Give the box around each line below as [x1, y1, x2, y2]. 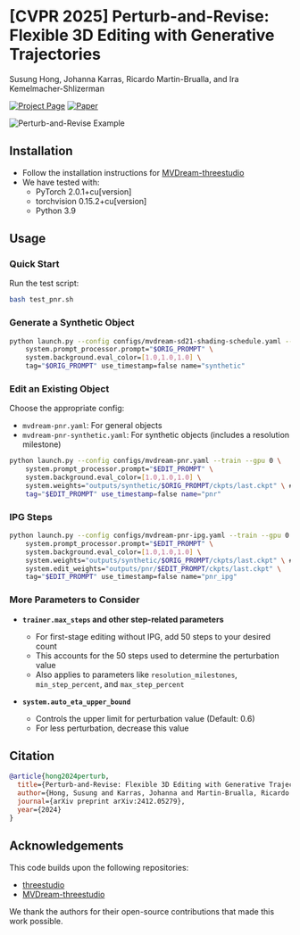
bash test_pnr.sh [9, 295, 74, 304]
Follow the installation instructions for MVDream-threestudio [21, 167, 245, 178]
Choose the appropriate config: [9, 403, 125, 414]
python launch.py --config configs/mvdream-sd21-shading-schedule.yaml [9, 336, 281, 345]
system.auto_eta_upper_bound [21, 698, 131, 707]
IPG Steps [9, 510, 54, 523]
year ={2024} [17, 805, 62, 814]
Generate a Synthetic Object [9, 317, 136, 329]
